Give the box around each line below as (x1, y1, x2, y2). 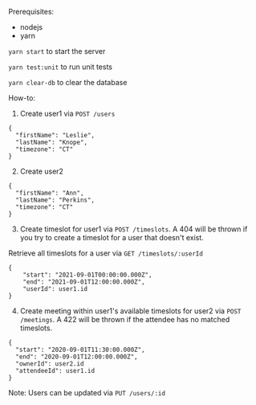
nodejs (19, 22, 43, 31)
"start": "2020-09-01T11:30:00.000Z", (15, 346, 146, 354)
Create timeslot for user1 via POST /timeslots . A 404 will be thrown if (19, 224, 248, 234)
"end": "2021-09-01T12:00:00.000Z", (22, 278, 146, 286)
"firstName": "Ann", (15, 189, 84, 197)
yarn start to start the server (8, 47, 106, 55)
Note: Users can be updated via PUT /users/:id (8, 388, 166, 397)
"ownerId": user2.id (15, 360, 84, 368)
